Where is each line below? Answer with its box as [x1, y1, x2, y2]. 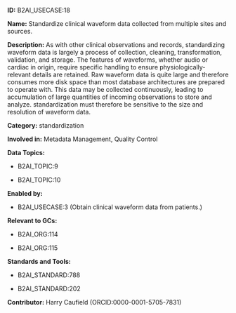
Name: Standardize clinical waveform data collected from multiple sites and [7, 20, 227, 27]
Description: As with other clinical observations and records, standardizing [7, 41, 225, 48]
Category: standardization [7, 121, 84, 129]
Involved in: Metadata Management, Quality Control [7, 135, 158, 143]
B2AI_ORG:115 [17, 244, 58, 252]
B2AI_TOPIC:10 [17, 175, 61, 184]
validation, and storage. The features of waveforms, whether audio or [7, 55, 209, 64]
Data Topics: [7, 149, 46, 156]
